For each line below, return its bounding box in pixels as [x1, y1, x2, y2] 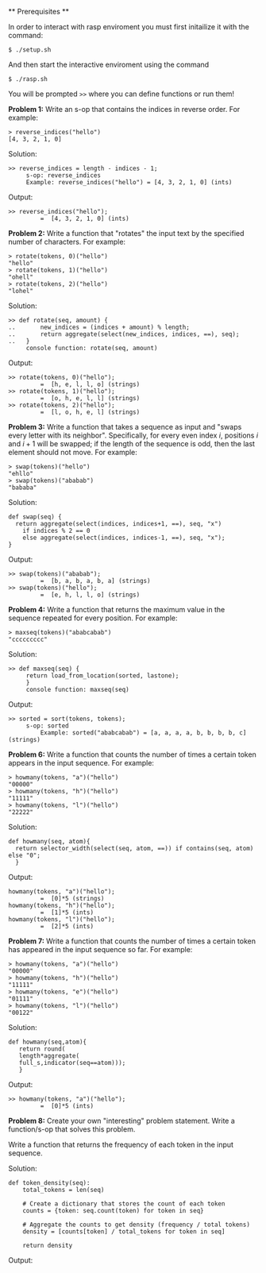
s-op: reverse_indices [25, 172, 102, 179]
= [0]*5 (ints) [40, 1102, 94, 1110]
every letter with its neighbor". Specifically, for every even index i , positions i [8, 430, 259, 440]
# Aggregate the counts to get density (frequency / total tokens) [22, 1221, 250, 1229]
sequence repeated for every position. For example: [8, 613, 178, 623]
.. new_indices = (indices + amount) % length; [8, 323, 191, 331]
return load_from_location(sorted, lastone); [25, 672, 179, 680]
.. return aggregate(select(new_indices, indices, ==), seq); [8, 330, 240, 338]
